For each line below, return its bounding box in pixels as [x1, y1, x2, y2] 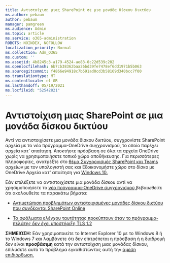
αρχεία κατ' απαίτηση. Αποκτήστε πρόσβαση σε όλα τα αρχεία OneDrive [5, 148, 159, 154]
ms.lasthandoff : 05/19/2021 [5, 83, 65, 88]
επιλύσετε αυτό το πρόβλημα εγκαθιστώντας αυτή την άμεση [5, 247, 136, 253]
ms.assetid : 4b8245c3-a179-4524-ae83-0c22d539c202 [5, 59, 115, 64]
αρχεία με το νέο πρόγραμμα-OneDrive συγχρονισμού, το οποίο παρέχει [5, 143, 158, 149]
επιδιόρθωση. [5, 252, 35, 258]
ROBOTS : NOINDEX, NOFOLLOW [5, 41, 62, 46]
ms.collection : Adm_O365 [5, 50, 58, 55]
